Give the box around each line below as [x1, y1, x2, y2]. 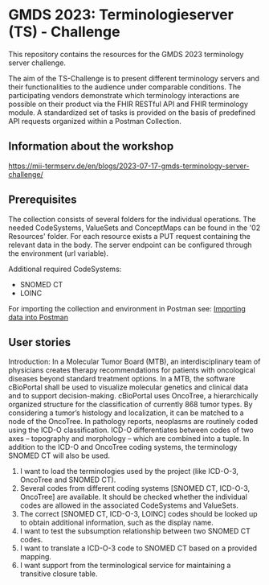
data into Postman [8, 312, 68, 322]
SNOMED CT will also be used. [8, 451, 111, 460]
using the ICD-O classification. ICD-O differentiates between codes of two [8, 425, 255, 435]
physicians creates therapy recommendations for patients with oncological [8, 365, 255, 375]
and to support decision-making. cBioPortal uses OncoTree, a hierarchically [8, 391, 259, 401]
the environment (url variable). [8, 248, 108, 258]
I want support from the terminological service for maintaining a [19, 561, 231, 571]
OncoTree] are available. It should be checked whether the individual [19, 492, 247, 502]
